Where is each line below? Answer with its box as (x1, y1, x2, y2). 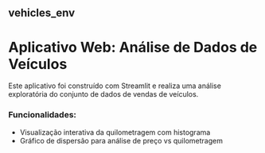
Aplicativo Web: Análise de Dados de (8, 38, 258, 56)
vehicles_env (8, 6, 76, 20)
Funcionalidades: (8, 109, 77, 120)
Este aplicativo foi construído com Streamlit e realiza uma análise (8, 81, 221, 90)
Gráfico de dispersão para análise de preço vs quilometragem (19, 136, 223, 145)
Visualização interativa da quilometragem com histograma (19, 127, 211, 137)
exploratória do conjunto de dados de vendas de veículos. (8, 90, 199, 99)
